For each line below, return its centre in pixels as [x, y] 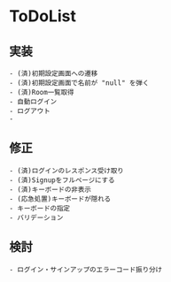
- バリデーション [36, 217]
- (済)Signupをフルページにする [62, 180]
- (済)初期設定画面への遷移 [54, 73]
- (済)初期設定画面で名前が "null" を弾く [79, 83]
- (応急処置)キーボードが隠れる [60, 199]
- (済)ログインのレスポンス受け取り [66, 171]
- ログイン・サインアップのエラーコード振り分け [85, 270]
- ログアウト [30, 111]
